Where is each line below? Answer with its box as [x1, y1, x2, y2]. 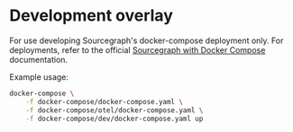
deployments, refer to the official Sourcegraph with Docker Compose [9, 44, 266, 55]
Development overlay [9, 5, 174, 26]
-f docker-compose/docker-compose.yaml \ [25, 97, 183, 106]
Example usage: [9, 71, 69, 82]
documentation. [9, 54, 69, 65]
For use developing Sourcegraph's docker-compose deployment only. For [9, 35, 284, 46]
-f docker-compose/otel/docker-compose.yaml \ [25, 105, 204, 115]
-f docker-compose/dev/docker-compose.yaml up [25, 114, 204, 123]
